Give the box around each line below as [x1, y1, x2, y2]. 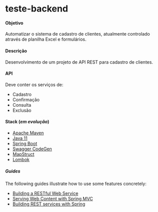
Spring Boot [12, 141, 38, 146]
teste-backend [5, 3, 69, 15]
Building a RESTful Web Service [12, 190, 79, 196]
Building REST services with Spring [12, 201, 85, 207]
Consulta [12, 102, 32, 108]
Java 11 [12, 135, 28, 141]
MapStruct [12, 151, 35, 157]
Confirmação [12, 96, 40, 103]
